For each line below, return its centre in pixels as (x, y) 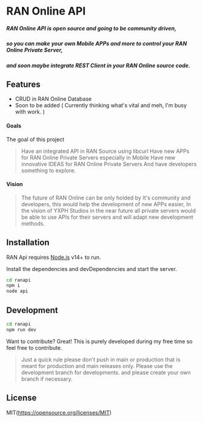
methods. (33, 223)
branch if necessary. (47, 379)
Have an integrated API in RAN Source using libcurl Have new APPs (105, 151)
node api (17, 291)
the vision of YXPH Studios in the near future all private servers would (108, 210)
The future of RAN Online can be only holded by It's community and (106, 198)
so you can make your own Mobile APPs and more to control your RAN (97, 44)
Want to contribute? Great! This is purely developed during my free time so (99, 341)
